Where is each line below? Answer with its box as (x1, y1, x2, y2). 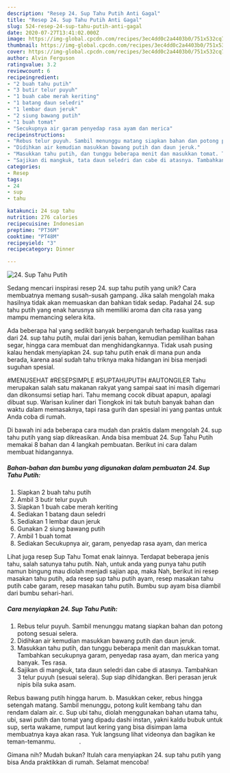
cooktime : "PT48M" (7, 233, 60, 240)
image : (7, 36, 26, 43)
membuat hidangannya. (7, 448, 74, 457)
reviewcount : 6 (7, 67, 51, 74)
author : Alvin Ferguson (7, 55, 75, 62)
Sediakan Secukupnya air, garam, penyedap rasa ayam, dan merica (16, 540, 207, 548)
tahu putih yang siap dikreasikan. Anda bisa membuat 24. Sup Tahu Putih (7, 433, 214, 441)
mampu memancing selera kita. (7, 313, 96, 321)
